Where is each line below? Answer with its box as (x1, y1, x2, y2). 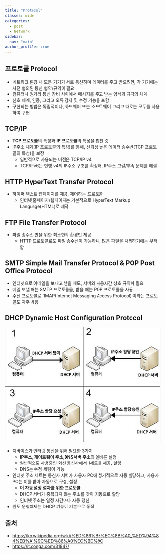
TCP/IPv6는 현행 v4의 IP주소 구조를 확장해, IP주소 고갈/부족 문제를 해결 (19, 163, 157, 169)
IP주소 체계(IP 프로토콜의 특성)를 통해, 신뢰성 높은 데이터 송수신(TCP (12, 144, 144, 150)
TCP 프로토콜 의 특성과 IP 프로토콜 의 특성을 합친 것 (12, 138, 109, 144)
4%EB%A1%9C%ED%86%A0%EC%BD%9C (12, 538, 104, 544)
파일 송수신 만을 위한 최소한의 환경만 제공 (12, 232, 92, 237)
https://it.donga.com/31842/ (12, 543, 70, 549)
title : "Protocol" (5, 8, 43, 13)
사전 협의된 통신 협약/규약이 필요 (12, 85, 75, 91)
